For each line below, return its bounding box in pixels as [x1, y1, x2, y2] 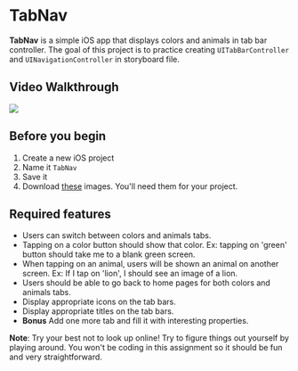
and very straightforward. [9, 351, 102, 362]
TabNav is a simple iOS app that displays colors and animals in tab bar [9, 35, 268, 45]
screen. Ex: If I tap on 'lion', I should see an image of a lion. [21, 268, 238, 279]
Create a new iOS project [21, 153, 115, 163]
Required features [9, 206, 111, 221]
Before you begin [9, 128, 107, 144]
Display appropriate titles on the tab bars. [21, 306, 174, 317]
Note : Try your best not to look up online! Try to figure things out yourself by [9, 333, 289, 343]
